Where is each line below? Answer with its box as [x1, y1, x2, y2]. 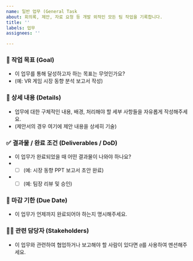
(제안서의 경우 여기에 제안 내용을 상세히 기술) [14, 122, 117, 129]
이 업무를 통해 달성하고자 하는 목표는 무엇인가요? [14, 70, 126, 77]
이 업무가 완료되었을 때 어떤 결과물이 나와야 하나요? [14, 153, 132, 160]
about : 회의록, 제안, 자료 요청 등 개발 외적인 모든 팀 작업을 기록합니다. [6, 14, 163, 20]
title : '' [6, 19, 30, 25]
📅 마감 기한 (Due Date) [6, 197, 68, 205]
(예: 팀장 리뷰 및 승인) [23, 180, 73, 187]
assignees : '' [6, 30, 41, 36]
